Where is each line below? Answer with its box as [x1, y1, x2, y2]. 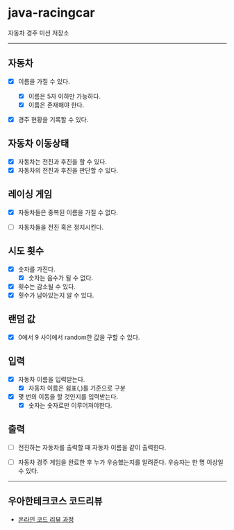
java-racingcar [8, 5, 96, 21]
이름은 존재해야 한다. [28, 101, 85, 109]
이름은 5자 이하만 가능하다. [28, 92, 101, 100]
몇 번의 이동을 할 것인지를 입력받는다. [17, 392, 119, 400]
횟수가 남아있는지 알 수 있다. [17, 291, 94, 299]
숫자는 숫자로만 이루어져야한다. [28, 401, 112, 409]
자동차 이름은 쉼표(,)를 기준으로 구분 [28, 384, 126, 392]
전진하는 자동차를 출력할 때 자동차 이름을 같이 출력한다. [17, 443, 167, 452]
